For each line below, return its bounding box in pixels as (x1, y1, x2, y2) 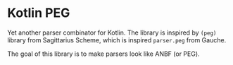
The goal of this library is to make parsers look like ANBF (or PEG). (7, 49, 200, 58)
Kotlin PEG (7, 5, 70, 21)
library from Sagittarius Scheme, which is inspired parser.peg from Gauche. (7, 35, 227, 44)
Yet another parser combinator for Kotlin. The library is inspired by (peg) (7, 28, 217, 37)
